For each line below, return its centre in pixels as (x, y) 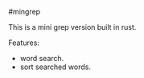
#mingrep (25, 12)
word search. (42, 58)
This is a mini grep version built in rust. (72, 27)
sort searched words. (55, 67)
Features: (24, 43)
